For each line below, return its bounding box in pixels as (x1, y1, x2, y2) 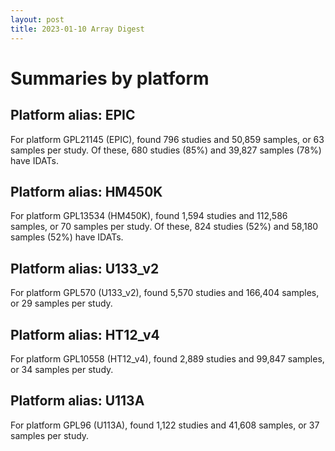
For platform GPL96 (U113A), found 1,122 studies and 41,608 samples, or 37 (10, 419, 320, 431)
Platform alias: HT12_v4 (10, 326, 160, 343)
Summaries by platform (10, 67, 210, 90)
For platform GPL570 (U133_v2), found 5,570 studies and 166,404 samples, (10, 287, 320, 299)
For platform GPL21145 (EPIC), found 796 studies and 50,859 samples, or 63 (10, 133, 325, 145)
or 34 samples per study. (10, 363, 114, 375)
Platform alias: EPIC (10, 107, 136, 124)
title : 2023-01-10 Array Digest (10, 24, 145, 34)
